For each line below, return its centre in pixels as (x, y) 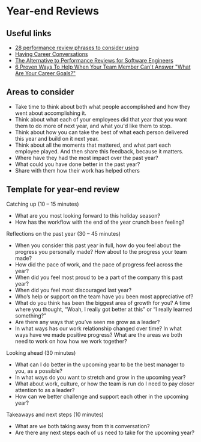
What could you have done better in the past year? (77, 164)
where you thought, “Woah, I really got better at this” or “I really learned (103, 309)
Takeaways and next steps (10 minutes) (55, 414)
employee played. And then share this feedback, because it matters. (99, 151)
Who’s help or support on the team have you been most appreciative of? (104, 296)
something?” (31, 315)
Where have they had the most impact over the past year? (86, 158)
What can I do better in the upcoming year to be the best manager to (100, 364)
